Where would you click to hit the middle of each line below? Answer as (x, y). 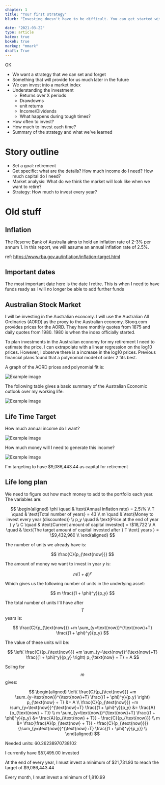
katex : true (17, 37)
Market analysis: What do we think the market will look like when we (81, 181)
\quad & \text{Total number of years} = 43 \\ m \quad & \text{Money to (82, 514)
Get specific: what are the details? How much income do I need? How (82, 171)
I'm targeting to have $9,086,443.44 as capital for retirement (67, 467)
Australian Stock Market (43, 305)
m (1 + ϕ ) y (82, 574)
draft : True (17, 51)
